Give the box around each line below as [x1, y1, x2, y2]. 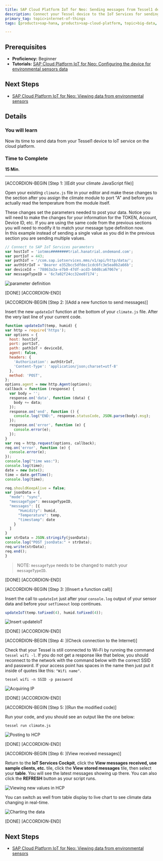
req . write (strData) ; [5, 544, 47, 549]
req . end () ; [5, 549, 27, 554]
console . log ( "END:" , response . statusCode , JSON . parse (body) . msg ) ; [14, 413, 151, 418]
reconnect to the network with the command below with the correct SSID [5, 657, 151, 663]
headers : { [9, 355, 32, 360]
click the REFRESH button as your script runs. [5, 775, 97, 781]
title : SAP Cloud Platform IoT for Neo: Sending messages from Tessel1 [5, 7, 153, 12]
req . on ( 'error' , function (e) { [5, 445, 70, 450]
